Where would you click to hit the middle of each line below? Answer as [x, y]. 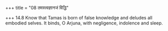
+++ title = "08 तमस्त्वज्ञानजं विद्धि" [37, 8]
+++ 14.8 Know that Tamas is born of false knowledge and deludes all [79, 18]
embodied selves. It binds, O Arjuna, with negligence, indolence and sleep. [84, 23]
